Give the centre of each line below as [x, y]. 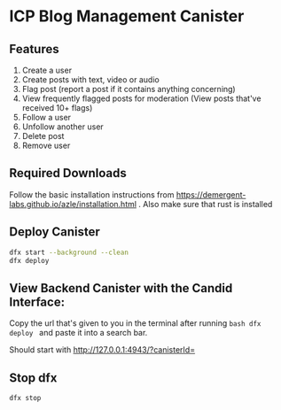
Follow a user [47, 117]
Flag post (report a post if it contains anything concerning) [129, 89]
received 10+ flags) [57, 108]
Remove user [46, 145]
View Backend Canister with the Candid [121, 288]
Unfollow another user [62, 127]
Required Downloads [68, 173]
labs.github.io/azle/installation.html [73, 204]
